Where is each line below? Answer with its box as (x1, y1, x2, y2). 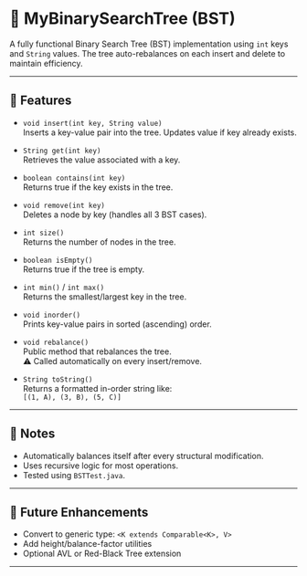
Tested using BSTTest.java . (22, 469, 126, 480)
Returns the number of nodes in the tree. (22, 236, 176, 247)
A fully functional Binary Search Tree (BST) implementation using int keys (9, 38, 289, 49)
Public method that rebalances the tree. (22, 346, 172, 357)
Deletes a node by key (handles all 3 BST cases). (22, 209, 207, 220)
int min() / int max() (22, 281, 105, 292)
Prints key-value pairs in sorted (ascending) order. (22, 319, 212, 330)
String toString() (22, 374, 93, 384)
